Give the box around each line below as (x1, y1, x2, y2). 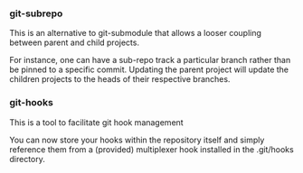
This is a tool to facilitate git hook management (9, 116, 184, 128)
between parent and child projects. (9, 37, 140, 48)
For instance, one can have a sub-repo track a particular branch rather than (9, 55, 291, 66)
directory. (9, 153, 45, 164)
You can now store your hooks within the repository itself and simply (9, 134, 265, 145)
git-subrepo (9, 7, 63, 20)
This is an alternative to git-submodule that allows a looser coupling (9, 28, 262, 39)
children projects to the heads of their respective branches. (9, 74, 231, 85)
